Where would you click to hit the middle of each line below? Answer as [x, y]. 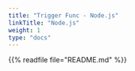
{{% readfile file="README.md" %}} [67, 60]
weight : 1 [25, 30]
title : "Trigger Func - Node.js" [64, 15]
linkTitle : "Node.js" [44, 23]
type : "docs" [30, 37]
